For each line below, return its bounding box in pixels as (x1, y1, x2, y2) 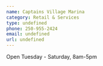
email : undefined (6, 31, 50, 37)
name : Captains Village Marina (6, 8, 85, 15)
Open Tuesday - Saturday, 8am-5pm (6, 53, 98, 60)
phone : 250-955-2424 (6, 25, 58, 32)
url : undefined (6, 37, 45, 43)
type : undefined (6, 20, 47, 26)
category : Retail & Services (6, 14, 80, 20)
